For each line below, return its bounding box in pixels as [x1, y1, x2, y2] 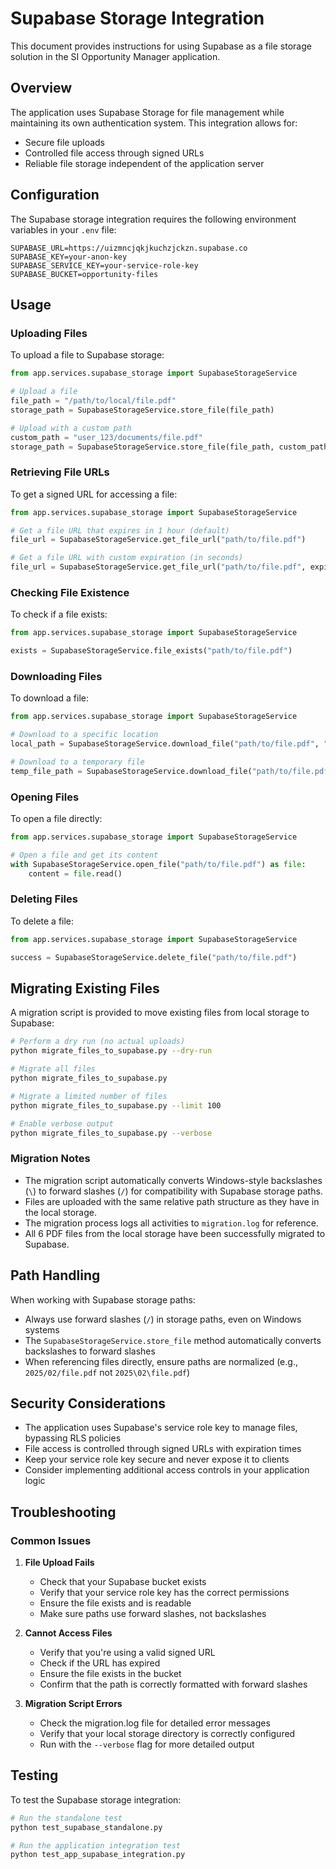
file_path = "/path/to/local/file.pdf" [10, 396, 177, 406]
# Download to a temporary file [10, 757, 145, 767]
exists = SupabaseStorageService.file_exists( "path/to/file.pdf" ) [10, 646, 293, 656]
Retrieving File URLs [10, 465, 110, 479]
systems [24, 1323, 60, 1336]
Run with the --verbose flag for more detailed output [39, 1738, 255, 1751]
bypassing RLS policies [24, 1432, 122, 1444]
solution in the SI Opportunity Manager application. [10, 50, 221, 62]
